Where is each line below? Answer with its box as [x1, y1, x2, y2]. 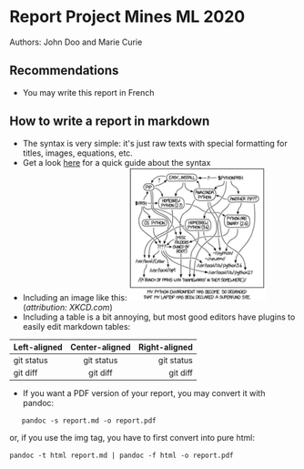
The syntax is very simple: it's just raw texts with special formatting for [22, 138, 289, 148]
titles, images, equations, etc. [22, 148, 134, 158]
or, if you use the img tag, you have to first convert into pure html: [9, 432, 255, 443]
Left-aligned [13, 342, 63, 352]
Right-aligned [137, 342, 194, 352]
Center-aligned [69, 342, 131, 352]
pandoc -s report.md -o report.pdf [21, 416, 157, 425]
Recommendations [9, 63, 119, 78]
